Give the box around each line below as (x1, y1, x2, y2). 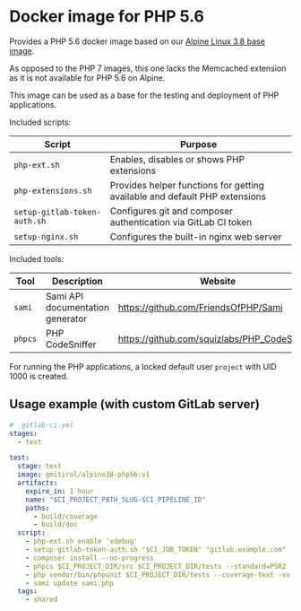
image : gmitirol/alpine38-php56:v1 (17, 470, 150, 479)
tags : (17, 587, 39, 596)
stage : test (17, 462, 63, 471)
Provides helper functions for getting (109, 179, 264, 191)
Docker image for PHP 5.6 (9, 6, 204, 27)
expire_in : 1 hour (25, 486, 94, 495)
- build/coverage (32, 511, 99, 521)
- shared (25, 595, 58, 605)
